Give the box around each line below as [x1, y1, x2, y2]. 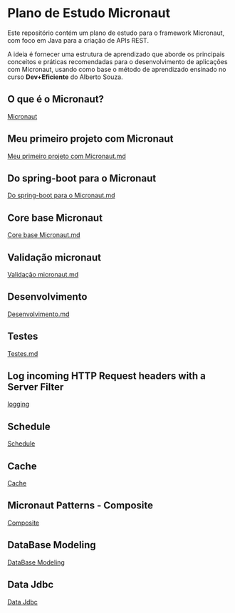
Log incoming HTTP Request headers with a [7, 370, 207, 382]
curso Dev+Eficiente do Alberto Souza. [7, 73, 123, 81]
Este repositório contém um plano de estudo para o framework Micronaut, [7, 28, 225, 37]
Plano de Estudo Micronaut [7, 5, 171, 21]
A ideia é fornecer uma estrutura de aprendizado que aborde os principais [7, 50, 226, 58]
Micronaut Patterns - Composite [7, 500, 153, 512]
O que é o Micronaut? [7, 93, 105, 105]
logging [7, 400, 30, 409]
